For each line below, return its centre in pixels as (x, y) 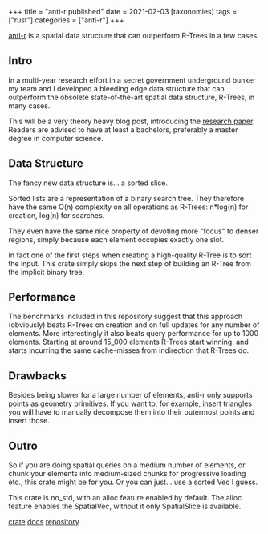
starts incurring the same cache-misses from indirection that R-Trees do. (129, 350)
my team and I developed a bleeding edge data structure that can (116, 88)
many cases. (29, 105)
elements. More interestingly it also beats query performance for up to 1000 (134, 334)
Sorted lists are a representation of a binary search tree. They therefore (126, 198)
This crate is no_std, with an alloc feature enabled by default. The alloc (125, 498)
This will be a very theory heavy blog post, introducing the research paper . (132, 121)
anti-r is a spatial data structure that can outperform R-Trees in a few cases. (134, 36)
